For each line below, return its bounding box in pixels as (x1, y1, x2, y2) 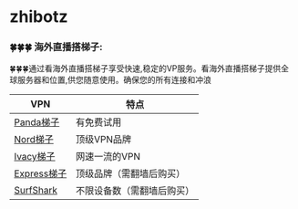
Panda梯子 (14, 116, 60, 129)
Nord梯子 (14, 133, 55, 146)
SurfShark (14, 184, 57, 197)
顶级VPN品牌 (76, 133, 132, 146)
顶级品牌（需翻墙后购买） (76, 167, 186, 180)
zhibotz (9, 6, 68, 27)
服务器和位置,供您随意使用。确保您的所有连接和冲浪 (16, 75, 212, 86)
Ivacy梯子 (14, 151, 57, 163)
